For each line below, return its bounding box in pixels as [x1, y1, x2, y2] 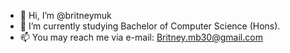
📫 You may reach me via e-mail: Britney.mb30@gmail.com [19, 31, 263, 43]
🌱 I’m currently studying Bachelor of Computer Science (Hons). [19, 20, 281, 32]
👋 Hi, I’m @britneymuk [19, 10, 112, 21]
